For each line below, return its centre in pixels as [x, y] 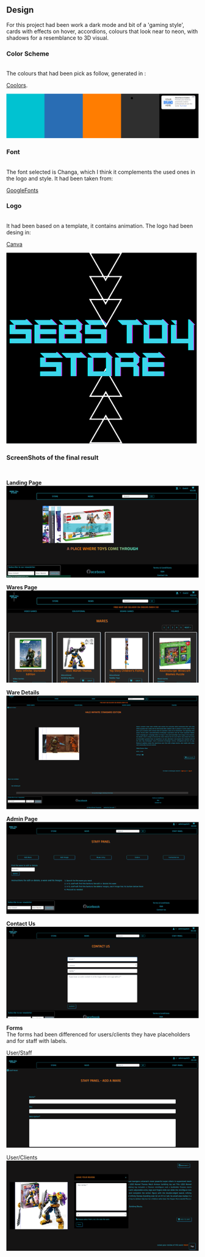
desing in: [19, 232]
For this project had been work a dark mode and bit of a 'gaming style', [95, 24]
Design [20, 10]
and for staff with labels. [37, 1041]
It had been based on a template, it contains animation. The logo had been [100, 226]
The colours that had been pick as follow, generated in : [76, 73]
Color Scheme [28, 53]
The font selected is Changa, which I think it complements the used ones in [101, 172]
